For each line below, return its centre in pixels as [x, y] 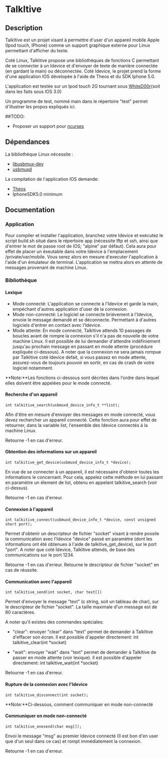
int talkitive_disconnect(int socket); [47, 695]
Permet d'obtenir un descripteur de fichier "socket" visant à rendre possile [82, 534]
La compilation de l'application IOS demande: [52, 179]
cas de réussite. [22, 570]
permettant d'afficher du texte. [37, 51]
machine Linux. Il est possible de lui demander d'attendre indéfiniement [86, 341]
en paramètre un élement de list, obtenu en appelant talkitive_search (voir [81, 483]
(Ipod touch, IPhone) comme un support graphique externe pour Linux [78, 45]
